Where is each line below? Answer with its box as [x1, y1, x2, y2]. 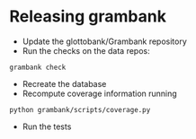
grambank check [9, 63, 67, 72]
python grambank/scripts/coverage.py [9, 105, 151, 114]
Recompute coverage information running [22, 88, 177, 99]
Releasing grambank [9, 6, 166, 27]
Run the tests [22, 121, 72, 132]
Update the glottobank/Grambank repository [22, 36, 187, 47]
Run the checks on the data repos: [22, 45, 150, 56]
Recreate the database [22, 78, 107, 89]
